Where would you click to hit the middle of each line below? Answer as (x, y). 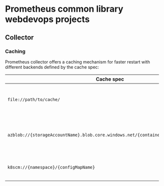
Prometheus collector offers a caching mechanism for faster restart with (78, 62)
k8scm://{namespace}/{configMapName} (51, 167)
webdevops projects (48, 19)
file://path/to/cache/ (34, 99)
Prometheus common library (64, 9)
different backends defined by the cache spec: (52, 67)
